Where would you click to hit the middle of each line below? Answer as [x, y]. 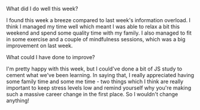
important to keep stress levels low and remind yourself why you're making [99, 88]
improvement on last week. [40, 45]
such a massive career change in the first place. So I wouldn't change [92, 94]
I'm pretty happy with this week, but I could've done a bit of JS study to [94, 69]
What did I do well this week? [42, 9]
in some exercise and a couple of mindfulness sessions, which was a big [96, 39]
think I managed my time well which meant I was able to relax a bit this [93, 27]
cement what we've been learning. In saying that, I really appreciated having [100, 75]
